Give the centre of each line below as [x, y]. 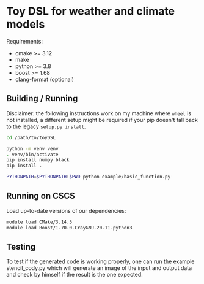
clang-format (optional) [45, 79]
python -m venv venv [33, 148]
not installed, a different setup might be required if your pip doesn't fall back [102, 120]
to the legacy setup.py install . [46, 126]
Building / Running [42, 98]
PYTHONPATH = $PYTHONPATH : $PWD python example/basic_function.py [89, 177]
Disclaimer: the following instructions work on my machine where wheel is [99, 113]
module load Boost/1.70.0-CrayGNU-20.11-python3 [69, 228]
